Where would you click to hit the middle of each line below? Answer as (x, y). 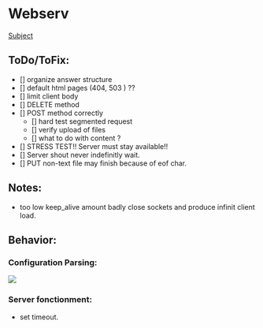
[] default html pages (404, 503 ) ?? (77, 88)
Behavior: (33, 240)
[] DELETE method (50, 104)
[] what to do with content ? (76, 138)
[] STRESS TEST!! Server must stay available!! (94, 146)
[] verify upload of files (69, 129)
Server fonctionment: (50, 300)
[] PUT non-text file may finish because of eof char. (103, 163)
